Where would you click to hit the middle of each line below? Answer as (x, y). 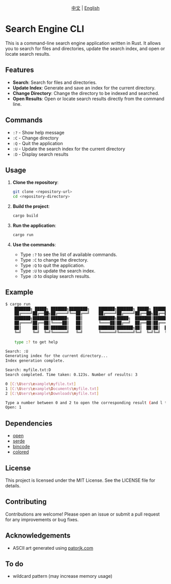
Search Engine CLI (45, 29)
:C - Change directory (36, 138)
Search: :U (17, 351)
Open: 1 (13, 407)
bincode (21, 447)
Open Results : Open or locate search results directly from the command (88, 99)
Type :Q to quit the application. (52, 265)
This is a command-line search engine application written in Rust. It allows (83, 43)
